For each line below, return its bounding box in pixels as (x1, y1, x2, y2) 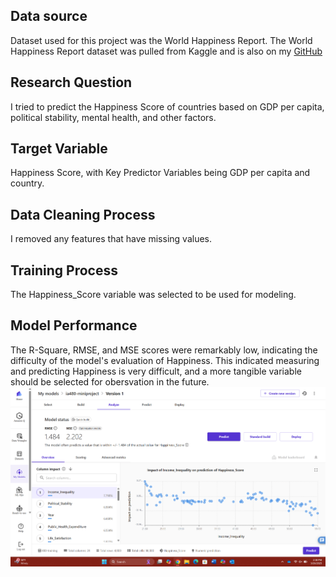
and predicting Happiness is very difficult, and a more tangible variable (10, 365, 302, 377)
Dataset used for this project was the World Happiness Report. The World (10, 34, 313, 46)
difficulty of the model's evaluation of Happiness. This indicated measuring (10, 354, 320, 366)
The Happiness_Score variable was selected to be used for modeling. (10, 289, 297, 301)
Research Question (10, 74, 133, 91)
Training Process (10, 262, 118, 279)
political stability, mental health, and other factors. (10, 111, 217, 123)
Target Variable (10, 140, 108, 158)
